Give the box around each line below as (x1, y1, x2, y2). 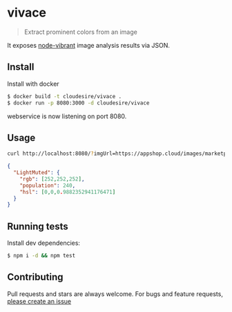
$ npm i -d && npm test (7, 253, 76, 259)
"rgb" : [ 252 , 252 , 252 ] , (19, 175, 85, 183)
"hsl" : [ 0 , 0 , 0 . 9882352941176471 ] (19, 188, 116, 195)
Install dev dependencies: (7, 239, 81, 247)
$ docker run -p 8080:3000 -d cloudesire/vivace (7, 99, 150, 107)
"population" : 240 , (19, 182, 76, 189)
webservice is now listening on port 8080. (7, 112, 127, 120)
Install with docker (7, 80, 60, 88)
